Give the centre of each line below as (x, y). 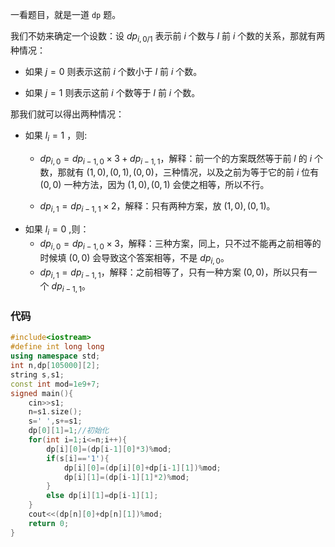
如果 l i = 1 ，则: (56, 136)
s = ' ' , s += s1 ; (55, 421)
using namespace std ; (55, 356)
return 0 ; (49, 523)
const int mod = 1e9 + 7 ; (55, 384)
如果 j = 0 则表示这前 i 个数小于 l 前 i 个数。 (113, 71)
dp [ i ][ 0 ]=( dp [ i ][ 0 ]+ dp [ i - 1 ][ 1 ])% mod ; (142, 468)
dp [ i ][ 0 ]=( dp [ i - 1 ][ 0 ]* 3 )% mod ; (109, 449)
